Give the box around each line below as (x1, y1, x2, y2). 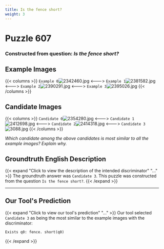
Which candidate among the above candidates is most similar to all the (5, 135, 149, 142)
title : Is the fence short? (5, 7, 62, 12)
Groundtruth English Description (5, 155, 106, 163)
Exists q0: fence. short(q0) (5, 229, 64, 234)
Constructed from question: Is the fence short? (5, 50, 119, 57)
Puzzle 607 (5, 33, 52, 44)
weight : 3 (5, 12, 25, 17)
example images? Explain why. (5, 141, 67, 146)
